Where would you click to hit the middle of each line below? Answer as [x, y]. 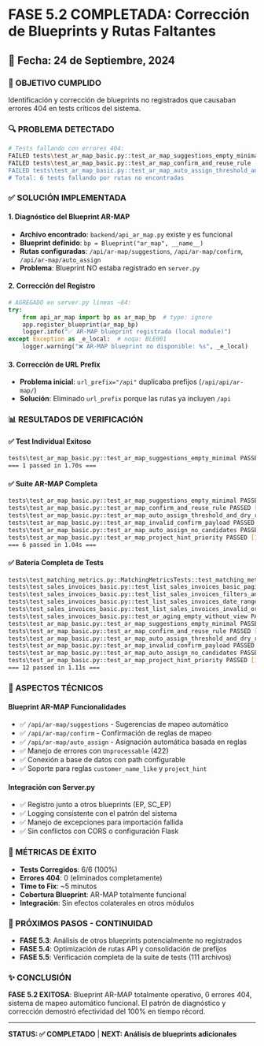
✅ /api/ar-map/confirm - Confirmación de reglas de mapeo [115, 733]
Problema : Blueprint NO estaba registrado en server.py [110, 268]
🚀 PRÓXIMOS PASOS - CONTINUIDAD [81, 923]
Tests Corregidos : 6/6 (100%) [68, 869]
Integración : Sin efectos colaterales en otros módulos [107, 903]
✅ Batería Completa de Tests [56, 562]
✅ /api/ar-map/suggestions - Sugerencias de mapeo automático [124, 724]
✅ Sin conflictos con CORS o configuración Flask [99, 831]
